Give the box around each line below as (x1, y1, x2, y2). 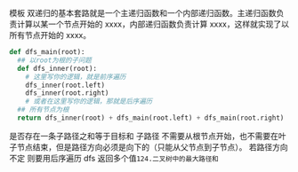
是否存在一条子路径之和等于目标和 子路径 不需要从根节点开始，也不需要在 (9, 130, 278, 141)
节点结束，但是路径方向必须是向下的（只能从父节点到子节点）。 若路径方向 (16, 141, 288, 152)
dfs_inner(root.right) (25, 89, 109, 98)
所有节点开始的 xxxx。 (9, 30, 92, 40)
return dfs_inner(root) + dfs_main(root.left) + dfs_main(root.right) (17, 113, 285, 122)
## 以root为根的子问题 (17, 56, 92, 65)
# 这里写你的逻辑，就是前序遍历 (25, 72, 126, 82)
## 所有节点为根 (17, 106, 69, 114)
